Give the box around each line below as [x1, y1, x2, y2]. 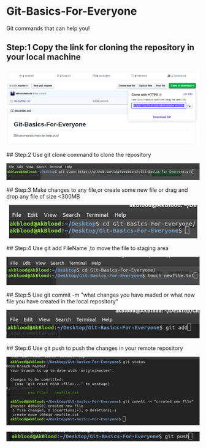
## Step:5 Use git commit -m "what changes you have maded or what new [6, 291, 195, 298]
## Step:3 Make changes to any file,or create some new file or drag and [6, 186, 188, 194]
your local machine [6, 52, 81, 63]
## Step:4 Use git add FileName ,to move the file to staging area [6, 245, 169, 252]
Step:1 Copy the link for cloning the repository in [6, 42, 195, 53]
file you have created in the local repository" [6, 297, 118, 305]
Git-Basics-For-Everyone [6, 4, 137, 18]
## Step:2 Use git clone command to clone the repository [6, 151, 151, 159]
